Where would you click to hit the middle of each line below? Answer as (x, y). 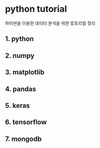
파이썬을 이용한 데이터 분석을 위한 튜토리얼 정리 (50, 23)
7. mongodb (23, 139)
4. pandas (21, 89)
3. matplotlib (25, 72)
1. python (20, 39)
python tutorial (36, 9)
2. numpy (20, 56)
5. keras (18, 106)
